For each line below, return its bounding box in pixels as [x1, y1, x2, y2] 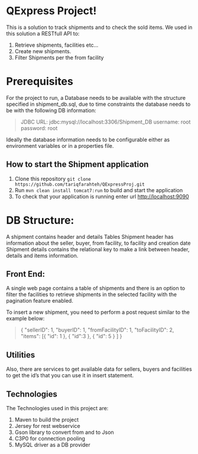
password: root [20, 124, 58, 131]
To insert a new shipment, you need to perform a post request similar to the [6, 309, 190, 316]
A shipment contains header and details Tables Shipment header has [6, 233, 174, 240]
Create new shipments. [14, 47, 72, 54]
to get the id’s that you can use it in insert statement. [6, 372, 134, 379]
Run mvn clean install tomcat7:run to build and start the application [14, 186, 183, 193]
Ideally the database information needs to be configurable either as [6, 136, 170, 143]
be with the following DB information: [6, 106, 96, 113]
